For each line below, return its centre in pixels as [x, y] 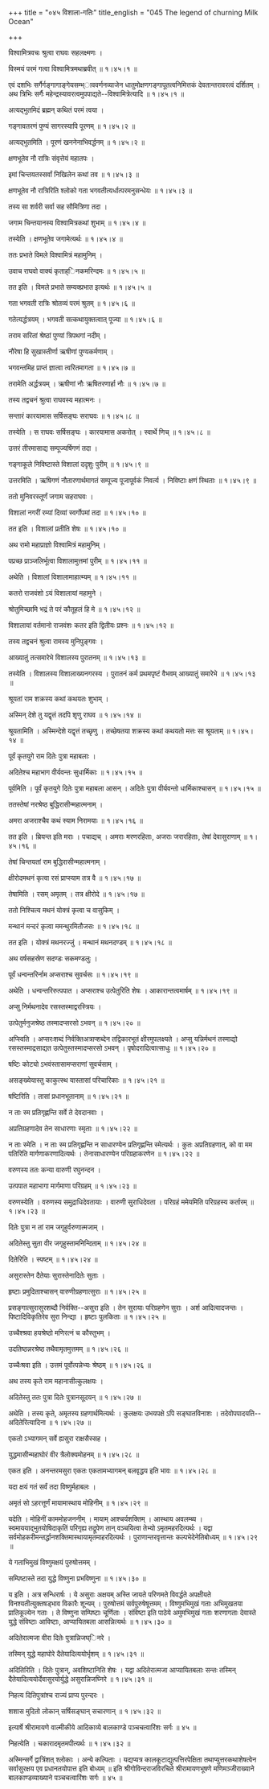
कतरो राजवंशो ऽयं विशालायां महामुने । [55, 593]
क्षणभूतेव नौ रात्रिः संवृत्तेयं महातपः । [51, 158]
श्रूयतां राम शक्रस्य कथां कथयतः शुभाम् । [59, 699]
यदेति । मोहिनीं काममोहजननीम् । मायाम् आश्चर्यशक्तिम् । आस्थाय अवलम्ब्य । [106, 1519]
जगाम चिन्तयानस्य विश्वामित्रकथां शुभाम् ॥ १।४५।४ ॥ [77, 223]
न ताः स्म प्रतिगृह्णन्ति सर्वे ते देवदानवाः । [56, 1112]
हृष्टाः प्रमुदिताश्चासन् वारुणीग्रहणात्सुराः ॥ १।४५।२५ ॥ [77, 1291]
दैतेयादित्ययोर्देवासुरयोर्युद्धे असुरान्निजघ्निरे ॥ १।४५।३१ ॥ [80, 1679]
